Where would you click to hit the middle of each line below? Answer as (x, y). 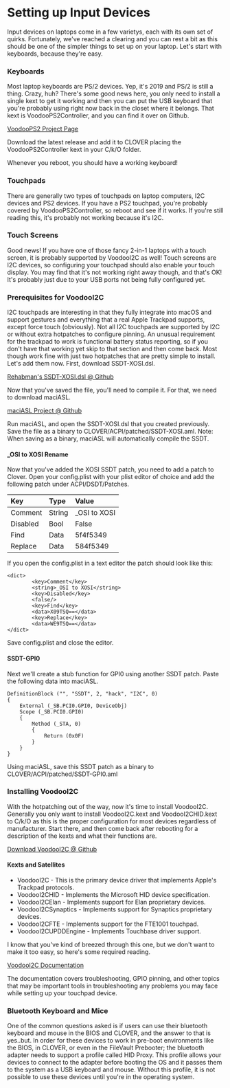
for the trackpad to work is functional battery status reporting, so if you (107, 342)
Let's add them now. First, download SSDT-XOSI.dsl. (81, 364)
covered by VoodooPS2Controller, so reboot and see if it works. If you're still (115, 210)
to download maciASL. (39, 397)
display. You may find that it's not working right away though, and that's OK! (115, 272)
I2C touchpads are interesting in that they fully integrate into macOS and (109, 312)
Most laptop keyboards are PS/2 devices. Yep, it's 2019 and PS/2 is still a (110, 87)
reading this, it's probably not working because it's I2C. (85, 217)
